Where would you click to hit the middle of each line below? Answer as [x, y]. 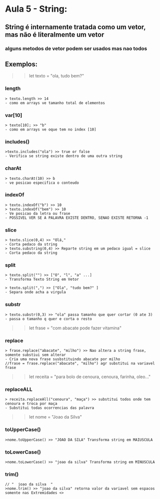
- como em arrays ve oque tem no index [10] [51, 129]
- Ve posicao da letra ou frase [38, 213]
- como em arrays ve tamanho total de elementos [55, 103]
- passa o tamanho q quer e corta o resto [48, 319]
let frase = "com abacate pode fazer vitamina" [75, 328]
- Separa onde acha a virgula [36, 292]
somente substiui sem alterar [36, 355]
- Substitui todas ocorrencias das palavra [50, 408]
